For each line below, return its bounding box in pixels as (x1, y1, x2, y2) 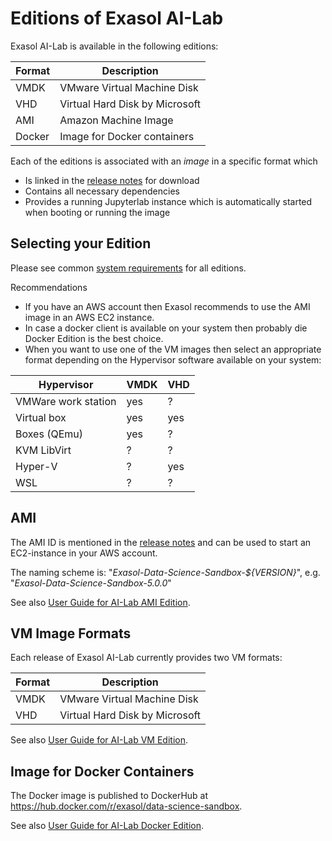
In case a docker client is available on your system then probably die (24, 322, 308, 334)
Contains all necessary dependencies (24, 185, 180, 197)
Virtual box (15, 410, 67, 424)
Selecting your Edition (10, 235, 152, 252)
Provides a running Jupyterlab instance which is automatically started (24, 195, 313, 207)
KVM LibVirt (15, 443, 72, 457)
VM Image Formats (10, 625, 132, 642)
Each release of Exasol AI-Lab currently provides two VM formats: (10, 652, 283, 664)
